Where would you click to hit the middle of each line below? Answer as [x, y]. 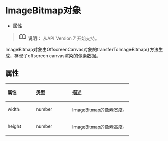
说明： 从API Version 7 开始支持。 [64, 38]
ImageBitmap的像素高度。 [100, 127]
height [14, 126]
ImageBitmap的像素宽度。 [100, 110]
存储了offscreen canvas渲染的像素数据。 [57, 55]
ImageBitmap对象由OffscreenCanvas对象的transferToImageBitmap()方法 [82, 49]
